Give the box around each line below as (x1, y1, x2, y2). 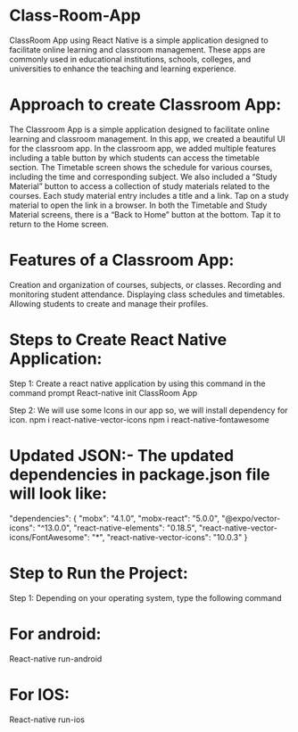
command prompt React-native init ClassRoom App (9, 387, 198, 398)
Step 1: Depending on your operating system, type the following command (9, 592, 283, 603)
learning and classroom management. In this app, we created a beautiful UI (9, 133, 286, 144)
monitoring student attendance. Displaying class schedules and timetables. (9, 289, 286, 300)
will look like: (9, 483, 107, 504)
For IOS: (9, 684, 70, 704)
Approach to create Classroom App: (9, 95, 282, 115)
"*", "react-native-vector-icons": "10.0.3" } (92, 531, 248, 542)
